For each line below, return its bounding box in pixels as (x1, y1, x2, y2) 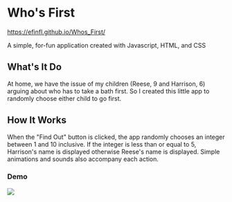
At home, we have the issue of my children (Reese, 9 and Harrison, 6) (7, 80, 206, 88)
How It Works (7, 114, 67, 126)
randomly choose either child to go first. (7, 94, 122, 102)
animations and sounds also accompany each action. (7, 154, 159, 163)
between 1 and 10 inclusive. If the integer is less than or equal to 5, (7, 140, 197, 148)
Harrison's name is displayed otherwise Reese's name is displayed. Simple (7, 147, 220, 156)
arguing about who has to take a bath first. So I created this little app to (7, 86, 210, 95)
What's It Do (7, 61, 62, 73)
